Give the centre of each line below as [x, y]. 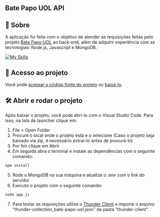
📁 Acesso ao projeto [37, 73]
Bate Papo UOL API [35, 8]
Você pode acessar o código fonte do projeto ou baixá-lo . [64, 85]
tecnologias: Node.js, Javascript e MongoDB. [51, 48]
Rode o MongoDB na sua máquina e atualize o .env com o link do [78, 175]
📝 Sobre [18, 25]
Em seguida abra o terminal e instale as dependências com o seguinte [83, 151]
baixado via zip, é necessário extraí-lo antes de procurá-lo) [73, 140]
